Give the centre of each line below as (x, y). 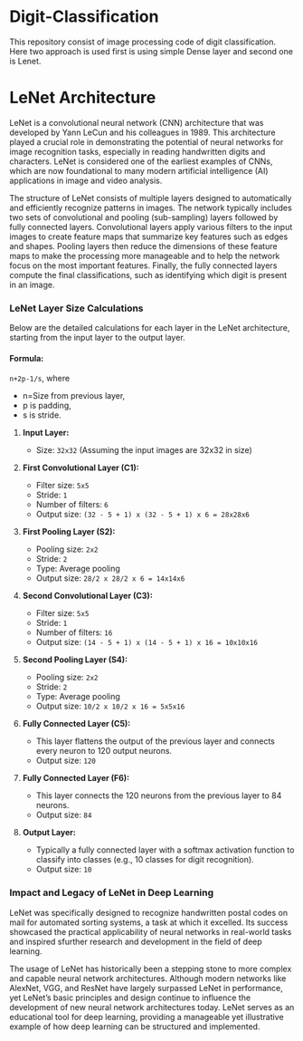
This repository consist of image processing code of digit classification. (143, 42)
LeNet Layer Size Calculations (76, 308)
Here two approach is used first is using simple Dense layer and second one (151, 51)
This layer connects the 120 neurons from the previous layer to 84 (159, 795)
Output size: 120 (66, 761)
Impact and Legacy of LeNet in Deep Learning (112, 892)
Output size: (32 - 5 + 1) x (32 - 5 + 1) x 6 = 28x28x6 (143, 515)
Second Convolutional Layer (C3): (88, 596)
